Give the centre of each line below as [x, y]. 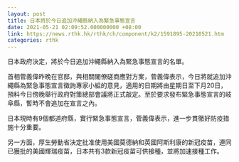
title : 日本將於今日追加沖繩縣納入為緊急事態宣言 [71, 21]
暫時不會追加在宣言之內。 [63, 103]
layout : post [27, 14]
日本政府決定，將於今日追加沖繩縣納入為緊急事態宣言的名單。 [98, 62]
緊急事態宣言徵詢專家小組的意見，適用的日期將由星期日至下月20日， [127, 85]
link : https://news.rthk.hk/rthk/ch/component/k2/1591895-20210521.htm [116, 34]
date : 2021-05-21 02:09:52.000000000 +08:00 [74, 27]
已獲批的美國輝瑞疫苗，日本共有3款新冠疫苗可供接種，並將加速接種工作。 [115, 151]
